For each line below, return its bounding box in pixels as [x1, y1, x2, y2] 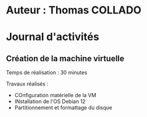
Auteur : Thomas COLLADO [6, 4, 142, 17]
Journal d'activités [6, 30, 99, 44]
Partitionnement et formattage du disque [14, 104, 113, 111]
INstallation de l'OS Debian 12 [14, 98, 86, 105]
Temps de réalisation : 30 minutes [6, 69, 87, 76]
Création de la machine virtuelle [6, 53, 124, 63]
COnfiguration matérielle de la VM [14, 92, 96, 99]
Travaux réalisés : [6, 80, 48, 88]
